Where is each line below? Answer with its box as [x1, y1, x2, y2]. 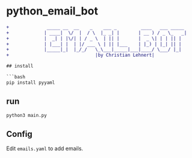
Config [6, 128, 33, 139]
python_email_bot [6, 4, 98, 18]
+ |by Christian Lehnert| [6, 52, 155, 58]
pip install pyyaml [6, 80, 55, 86]
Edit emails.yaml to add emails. [6, 145, 83, 152]
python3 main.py [6, 112, 47, 118]
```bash [6, 74, 26, 80]
